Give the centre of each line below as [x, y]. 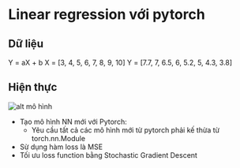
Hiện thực [33, 87]
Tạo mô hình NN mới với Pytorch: [73, 121]
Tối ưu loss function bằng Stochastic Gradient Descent [108, 155]
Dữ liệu [26, 44]
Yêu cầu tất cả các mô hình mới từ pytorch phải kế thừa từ [125, 130]
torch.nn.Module [58, 138]
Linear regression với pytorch [107, 15]
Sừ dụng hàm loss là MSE [61, 147]
